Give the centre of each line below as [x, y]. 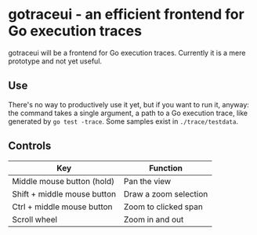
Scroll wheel [34, 219]
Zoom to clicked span [163, 207]
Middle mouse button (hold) [63, 181]
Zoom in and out [154, 219]
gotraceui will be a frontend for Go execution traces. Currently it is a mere [127, 52]
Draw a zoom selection [166, 193]
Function [165, 168]
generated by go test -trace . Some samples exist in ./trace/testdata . [123, 121]
